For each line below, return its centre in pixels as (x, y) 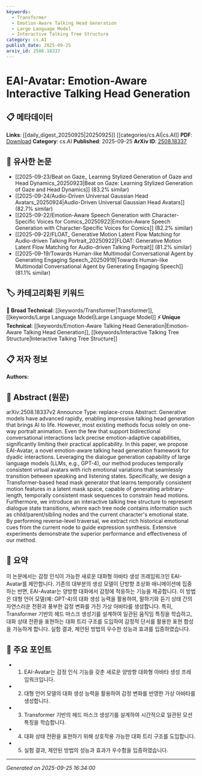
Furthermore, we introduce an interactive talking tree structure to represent (99, 502)
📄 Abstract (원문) (38, 397)
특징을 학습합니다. (45, 722)
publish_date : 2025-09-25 (38, 46)
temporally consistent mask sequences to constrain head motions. (107, 495)
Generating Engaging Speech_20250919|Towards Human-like (91, 260)
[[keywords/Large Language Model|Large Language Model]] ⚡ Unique (93, 318)
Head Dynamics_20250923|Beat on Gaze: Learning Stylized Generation (104, 183)
